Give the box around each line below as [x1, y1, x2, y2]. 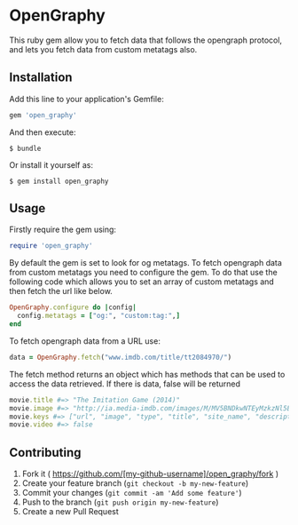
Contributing [9, 445, 82, 460]
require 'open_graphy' [9, 242, 93, 251]
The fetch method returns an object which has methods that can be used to [9, 369, 286, 379]
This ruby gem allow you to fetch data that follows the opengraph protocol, [9, 35, 282, 45]
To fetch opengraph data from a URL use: [9, 335, 161, 346]
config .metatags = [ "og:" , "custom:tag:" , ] [17, 312, 180, 321]
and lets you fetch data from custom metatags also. [9, 44, 198, 54]
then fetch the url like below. [9, 286, 113, 297]
